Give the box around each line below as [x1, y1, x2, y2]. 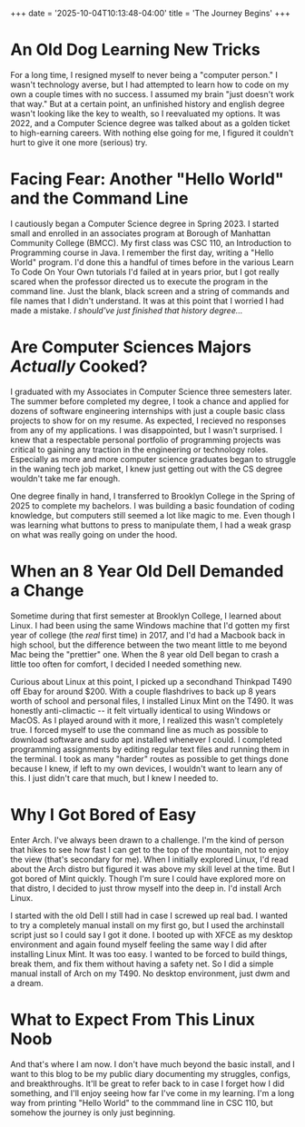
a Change [10, 580, 84, 600]
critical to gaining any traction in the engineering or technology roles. [10, 444, 269, 455]
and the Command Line [10, 188, 189, 209]
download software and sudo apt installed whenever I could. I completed [10, 734, 282, 745]
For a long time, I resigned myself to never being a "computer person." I [10, 69, 278, 80]
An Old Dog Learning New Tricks [10, 40, 261, 60]
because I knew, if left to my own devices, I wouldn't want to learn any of [10, 763, 283, 774]
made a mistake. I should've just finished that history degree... [10, 304, 243, 316]
